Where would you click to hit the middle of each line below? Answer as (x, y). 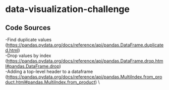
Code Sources (28, 28)
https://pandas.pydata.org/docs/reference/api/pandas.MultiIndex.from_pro (84, 77)
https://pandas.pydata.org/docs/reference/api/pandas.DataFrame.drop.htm (85, 61)
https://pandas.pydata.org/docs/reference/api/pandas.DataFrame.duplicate (85, 45)
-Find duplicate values (29, 39)
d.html (12, 50)
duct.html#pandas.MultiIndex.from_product (50, 82)
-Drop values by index (28, 55)
